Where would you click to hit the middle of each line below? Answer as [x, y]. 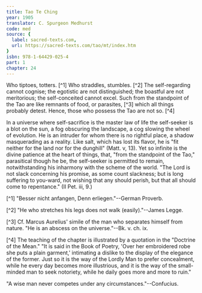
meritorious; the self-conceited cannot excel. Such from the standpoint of [98, 98]
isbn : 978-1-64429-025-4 [37, 57]
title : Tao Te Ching [32, 12]
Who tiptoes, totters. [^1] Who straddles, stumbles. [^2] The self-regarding [99, 85]
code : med [19, 29]
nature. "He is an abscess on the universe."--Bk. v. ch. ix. [77, 228]
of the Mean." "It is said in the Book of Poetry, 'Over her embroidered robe [99, 246]
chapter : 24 [21, 68]
